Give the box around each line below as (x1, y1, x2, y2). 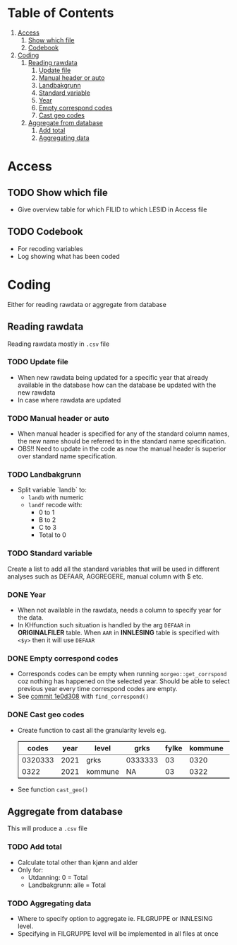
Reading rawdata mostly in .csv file (7, 340, 110, 348)
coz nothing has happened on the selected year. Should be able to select (17, 677, 231, 685)
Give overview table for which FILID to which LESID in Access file (17, 205, 207, 214)
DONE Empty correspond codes (7, 653, 119, 663)
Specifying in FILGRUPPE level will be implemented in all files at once (17, 929, 219, 938)
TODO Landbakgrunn (7, 470, 82, 480)
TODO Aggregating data (7, 898, 92, 908)
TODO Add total (7, 842, 62, 852)
